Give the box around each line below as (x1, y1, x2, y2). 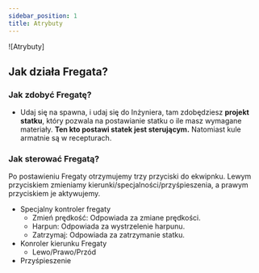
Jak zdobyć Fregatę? (8, 89, 92, 100)
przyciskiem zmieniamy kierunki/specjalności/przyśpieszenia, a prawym (8, 180, 249, 190)
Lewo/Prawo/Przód (31, 247, 97, 257)
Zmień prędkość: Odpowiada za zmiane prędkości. (31, 213, 202, 223)
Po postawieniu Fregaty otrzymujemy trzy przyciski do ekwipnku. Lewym (8, 171, 252, 182)
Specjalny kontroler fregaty (19, 204, 111, 214)
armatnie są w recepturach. (19, 133, 112, 143)
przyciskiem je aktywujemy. (8, 189, 101, 199)
